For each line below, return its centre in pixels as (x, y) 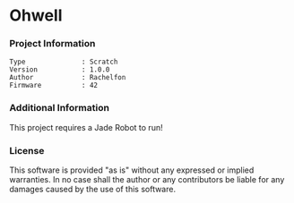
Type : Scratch (64, 62)
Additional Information (60, 108)
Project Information (52, 44)
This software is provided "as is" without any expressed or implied (132, 170)
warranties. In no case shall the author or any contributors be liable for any (147, 180)
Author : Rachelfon (68, 78)
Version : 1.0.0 (60, 70)
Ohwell (36, 16)
